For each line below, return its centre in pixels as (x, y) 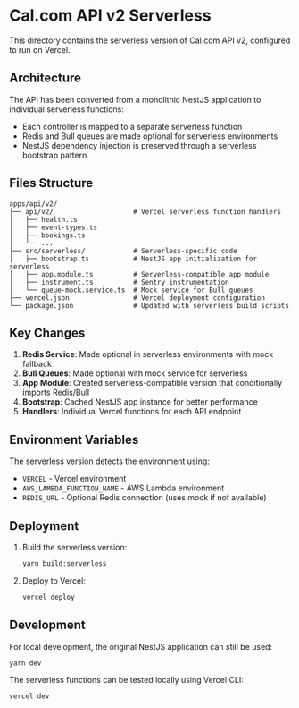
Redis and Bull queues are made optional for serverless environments (150, 136)
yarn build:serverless (64, 564)
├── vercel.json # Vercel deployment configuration (137, 298)
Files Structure (51, 183)
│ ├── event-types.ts (54, 227)
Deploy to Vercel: (54, 580)
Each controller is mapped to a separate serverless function (132, 126)
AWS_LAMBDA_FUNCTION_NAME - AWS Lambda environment (123, 488)
